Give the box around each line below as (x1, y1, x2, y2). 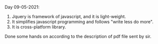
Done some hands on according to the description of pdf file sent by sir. (4, 34, 152, 39)
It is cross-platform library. (11, 24, 66, 30)
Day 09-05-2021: (4, 4, 40, 10)
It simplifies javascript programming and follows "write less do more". (11, 19, 154, 24)
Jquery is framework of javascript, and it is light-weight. (11, 14, 126, 19)
